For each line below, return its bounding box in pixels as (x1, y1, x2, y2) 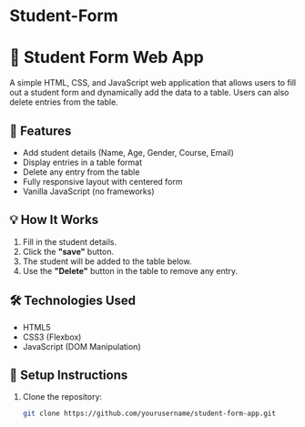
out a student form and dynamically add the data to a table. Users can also (9, 87, 290, 98)
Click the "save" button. (22, 246, 115, 257)
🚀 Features (9, 123, 72, 138)
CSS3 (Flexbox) (22, 331, 82, 342)
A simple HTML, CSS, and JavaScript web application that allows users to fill (9, 77, 297, 88)
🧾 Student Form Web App (9, 47, 205, 68)
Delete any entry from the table (22, 166, 140, 178)
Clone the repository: (22, 391, 103, 402)
